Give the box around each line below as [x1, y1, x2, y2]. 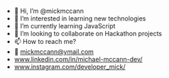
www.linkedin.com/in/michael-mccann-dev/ [13, 55, 143, 63]
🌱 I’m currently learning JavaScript [13, 22, 116, 30]
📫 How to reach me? [13, 38, 77, 45]
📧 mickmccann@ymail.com [13, 48, 94, 56]
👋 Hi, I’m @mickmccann [13, 7, 84, 15]
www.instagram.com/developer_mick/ [13, 62, 126, 71]
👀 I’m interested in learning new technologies [13, 14, 146, 23]
